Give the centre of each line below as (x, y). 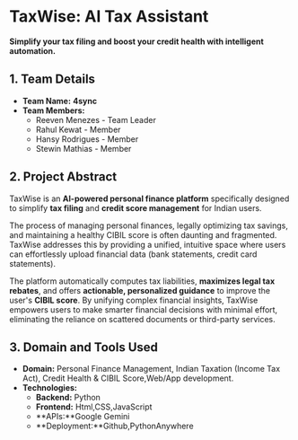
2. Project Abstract (63, 177)
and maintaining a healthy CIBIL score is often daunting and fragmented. (143, 234)
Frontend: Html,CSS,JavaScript (94, 407)
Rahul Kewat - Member (78, 129)
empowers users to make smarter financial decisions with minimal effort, (144, 309)
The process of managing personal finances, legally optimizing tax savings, (149, 225)
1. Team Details (53, 79)
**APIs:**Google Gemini (83, 417)
